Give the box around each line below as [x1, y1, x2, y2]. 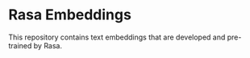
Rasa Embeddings [8, 6, 131, 24]
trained [8, 40, 32, 50]
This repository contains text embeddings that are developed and [8, 32, 226, 42]
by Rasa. [33, 40, 63, 50]
